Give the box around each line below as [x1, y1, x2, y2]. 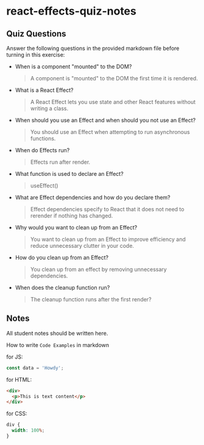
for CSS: [6, 410, 27, 418]
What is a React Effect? [15, 86, 74, 94]
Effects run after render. [30, 158, 91, 166]
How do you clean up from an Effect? [15, 254, 108, 261]
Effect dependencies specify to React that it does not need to [30, 206, 185, 212]
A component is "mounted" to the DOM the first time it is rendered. [30, 75, 198, 82]
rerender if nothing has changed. [30, 212, 113, 219]
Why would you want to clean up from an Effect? [15, 224, 138, 231]
